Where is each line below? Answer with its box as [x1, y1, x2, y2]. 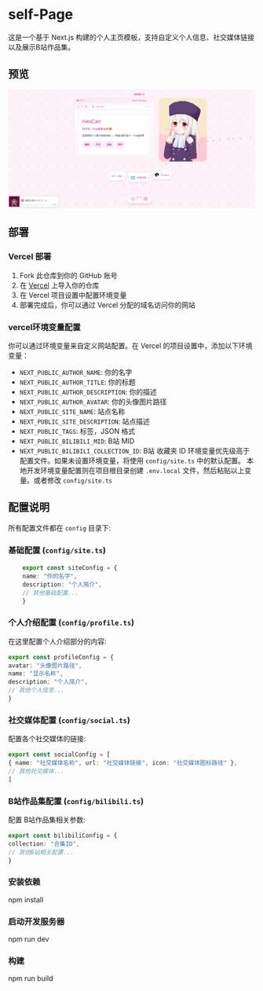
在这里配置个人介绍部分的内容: [8, 637, 108, 646]
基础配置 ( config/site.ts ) [8, 545, 106, 556]
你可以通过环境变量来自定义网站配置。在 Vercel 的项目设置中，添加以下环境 [8, 340, 253, 351]
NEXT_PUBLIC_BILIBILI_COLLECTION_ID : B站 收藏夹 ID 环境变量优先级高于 [19, 446, 250, 455]
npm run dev [8, 934, 49, 944]
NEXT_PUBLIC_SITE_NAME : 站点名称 [19, 406, 126, 416]
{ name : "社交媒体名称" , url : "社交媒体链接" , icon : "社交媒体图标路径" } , [8, 759, 238, 767]
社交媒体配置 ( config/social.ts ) [8, 714, 131, 725]
